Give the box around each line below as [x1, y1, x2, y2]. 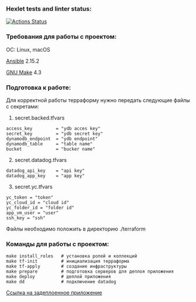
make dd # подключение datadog [6, 279, 116, 285]
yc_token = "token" [6, 194, 54, 201]
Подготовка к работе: [6, 83, 71, 91]
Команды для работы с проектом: [6, 240, 109, 248]
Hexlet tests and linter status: [6, 5, 92, 13]
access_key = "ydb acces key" [6, 125, 101, 131]
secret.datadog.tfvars [14, 156, 67, 163]
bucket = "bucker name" [6, 146, 95, 152]
